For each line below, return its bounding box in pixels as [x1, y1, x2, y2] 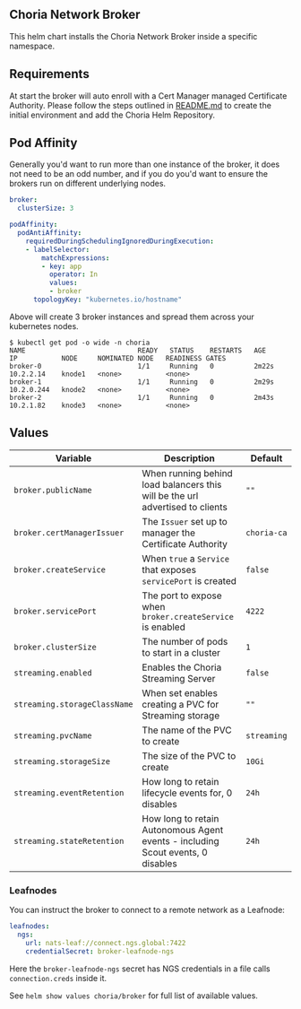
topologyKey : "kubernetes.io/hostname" [32, 295, 182, 304]
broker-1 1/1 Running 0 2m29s [9, 377, 275, 387]
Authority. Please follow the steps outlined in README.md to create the [9, 100, 271, 110]
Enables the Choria [142, 661, 222, 674]
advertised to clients [142, 500, 228, 513]
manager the [142, 526, 195, 539]
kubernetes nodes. [9, 320, 79, 331]
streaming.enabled [13, 667, 92, 678]
